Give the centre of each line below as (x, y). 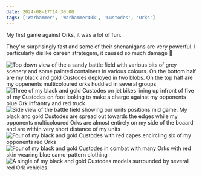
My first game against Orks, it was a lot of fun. (64, 34)
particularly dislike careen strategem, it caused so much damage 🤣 (90, 53)
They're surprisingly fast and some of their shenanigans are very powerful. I (101, 47)
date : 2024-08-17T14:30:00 (40, 12)
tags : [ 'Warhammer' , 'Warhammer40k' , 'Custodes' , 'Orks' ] (81, 18)
